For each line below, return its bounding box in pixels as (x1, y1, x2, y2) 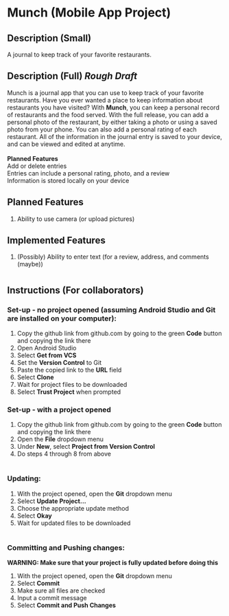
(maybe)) (16, 260, 43, 268)
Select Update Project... (16, 497, 87, 505)
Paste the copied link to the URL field (16, 365, 122, 374)
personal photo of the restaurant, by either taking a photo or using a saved (7, 118, 217, 126)
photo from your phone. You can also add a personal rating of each (7, 125, 197, 134)
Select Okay (16, 511, 53, 520)
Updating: (7, 474, 41, 483)
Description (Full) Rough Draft (7, 70, 138, 82)
